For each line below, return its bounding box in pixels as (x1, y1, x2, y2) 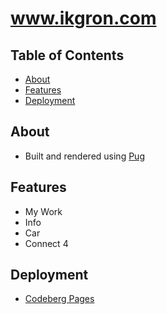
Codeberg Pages (24, 293, 95, 305)
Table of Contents (10, 47, 125, 64)
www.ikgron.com (10, 7, 157, 30)
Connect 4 (24, 237, 69, 249)
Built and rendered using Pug (24, 150, 145, 162)
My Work (24, 205, 63, 217)
